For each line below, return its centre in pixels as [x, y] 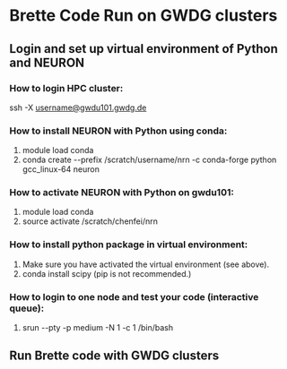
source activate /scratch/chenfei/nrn [90, 221]
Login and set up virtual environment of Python [143, 49]
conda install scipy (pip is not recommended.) [107, 273]
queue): [27, 308]
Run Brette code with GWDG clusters [114, 356]
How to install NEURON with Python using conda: [118, 131]
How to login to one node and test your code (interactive [134, 296]
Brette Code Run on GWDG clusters [143, 16]
